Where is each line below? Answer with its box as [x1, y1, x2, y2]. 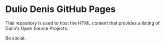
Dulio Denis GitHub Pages [5, 3, 116, 15]
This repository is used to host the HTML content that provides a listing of [5, 20, 160, 26]
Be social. [5, 35, 26, 41]
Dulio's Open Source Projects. [5, 25, 69, 31]
